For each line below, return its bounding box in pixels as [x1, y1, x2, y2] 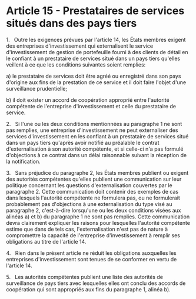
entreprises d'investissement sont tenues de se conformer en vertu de [6, 255, 177, 263]
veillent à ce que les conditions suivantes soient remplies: [6, 61, 146, 68]
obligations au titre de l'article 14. [6, 238, 87, 245]
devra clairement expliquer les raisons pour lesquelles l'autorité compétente [6, 219, 190, 226]
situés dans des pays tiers [6, 16, 137, 30]
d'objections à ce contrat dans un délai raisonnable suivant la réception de [6, 151, 187, 158]
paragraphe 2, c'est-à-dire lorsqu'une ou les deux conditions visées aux [6, 207, 181, 214]
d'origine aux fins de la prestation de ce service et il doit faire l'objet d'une [6, 78, 187, 86]
